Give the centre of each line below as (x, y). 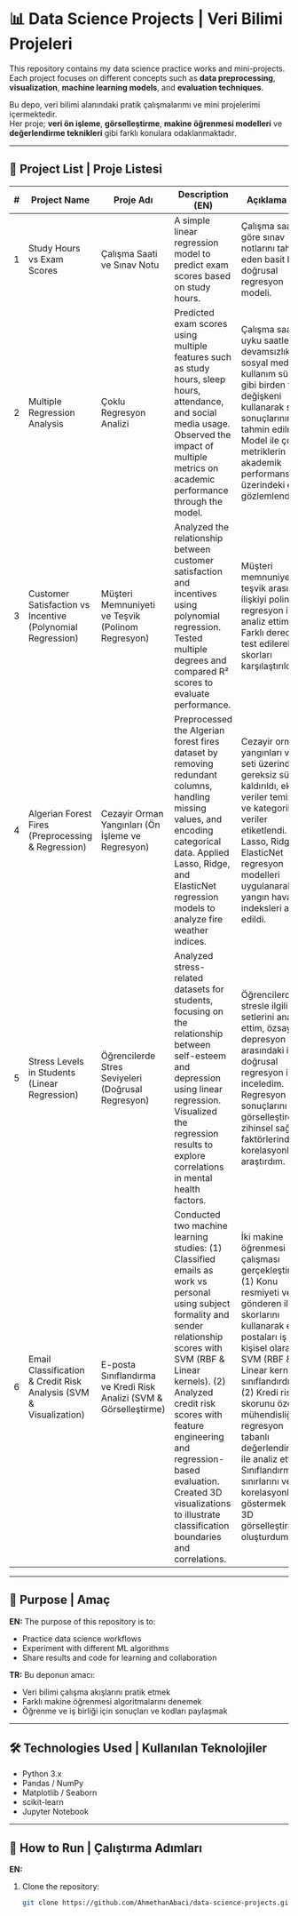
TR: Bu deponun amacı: (52, 1674)
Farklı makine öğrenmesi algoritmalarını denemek (112, 1701)
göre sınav (263, 236)
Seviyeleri (122, 1078)
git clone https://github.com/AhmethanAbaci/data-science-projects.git (157, 1903)
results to (194, 1145)
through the (199, 501)
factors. (190, 1200)
